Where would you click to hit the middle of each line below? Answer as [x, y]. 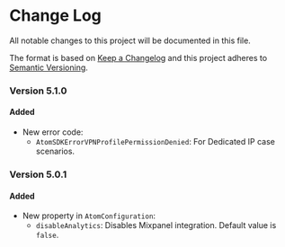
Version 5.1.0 [38, 91]
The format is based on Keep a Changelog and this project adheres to [138, 57]
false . [47, 235]
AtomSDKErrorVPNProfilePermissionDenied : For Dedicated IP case [156, 142]
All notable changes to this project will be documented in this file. [130, 40]
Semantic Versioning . [49, 67]
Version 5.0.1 [38, 174]
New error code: [53, 132]
